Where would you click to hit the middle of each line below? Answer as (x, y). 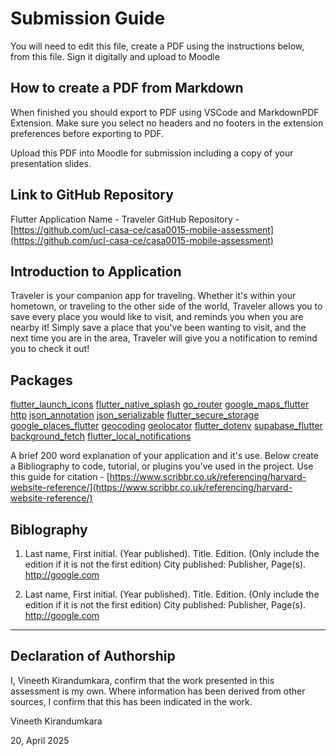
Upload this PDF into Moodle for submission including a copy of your (152, 153)
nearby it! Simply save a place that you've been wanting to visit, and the (158, 328)
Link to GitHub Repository (92, 195)
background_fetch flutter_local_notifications (101, 436)
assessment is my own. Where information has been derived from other (158, 691)
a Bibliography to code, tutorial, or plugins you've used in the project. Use (162, 466)
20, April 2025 (40, 740)
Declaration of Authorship (93, 656)
